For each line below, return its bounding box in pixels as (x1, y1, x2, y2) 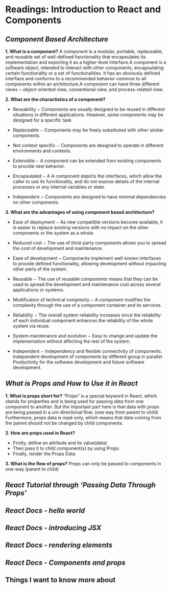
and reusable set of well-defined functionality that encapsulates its (5, 54, 146, 60)
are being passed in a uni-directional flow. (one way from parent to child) (5, 409, 159, 415)
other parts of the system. (12, 266, 68, 272)
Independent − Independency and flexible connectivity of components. (12, 348, 162, 354)
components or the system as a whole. (12, 230, 94, 236)
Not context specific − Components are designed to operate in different (12, 142, 163, 148)
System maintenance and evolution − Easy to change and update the (12, 333, 158, 338)
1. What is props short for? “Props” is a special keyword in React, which (5, 393, 157, 399)
